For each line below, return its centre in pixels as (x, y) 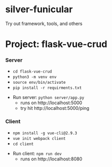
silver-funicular (39, 9)
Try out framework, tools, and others (44, 23)
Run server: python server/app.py (48, 98)
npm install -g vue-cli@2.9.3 (45, 133)
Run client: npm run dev (37, 153)
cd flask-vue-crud (32, 72)
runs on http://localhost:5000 (51, 103)
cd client (23, 144)
